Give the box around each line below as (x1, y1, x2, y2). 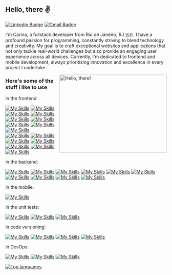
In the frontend (5, 95, 37, 102)
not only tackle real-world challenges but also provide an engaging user (5, 48, 157, 54)
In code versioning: (5, 224, 46, 230)
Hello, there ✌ (5, 5, 50, 14)
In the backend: (5, 159, 38, 165)
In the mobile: (5, 184, 34, 190)
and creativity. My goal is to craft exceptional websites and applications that (5, 43, 165, 49)
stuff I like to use (5, 84, 48, 91)
